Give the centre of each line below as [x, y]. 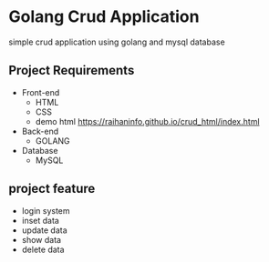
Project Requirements [72, 71]
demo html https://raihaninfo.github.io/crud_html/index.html [148, 121]
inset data [41, 220]
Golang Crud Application [104, 17]
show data [41, 239]
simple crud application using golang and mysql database [117, 42]
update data [44, 230]
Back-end [40, 131]
